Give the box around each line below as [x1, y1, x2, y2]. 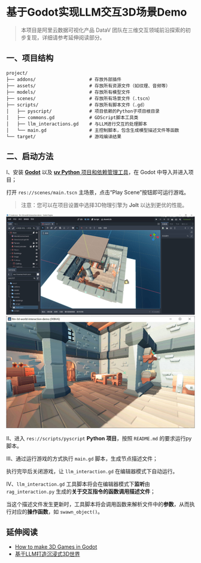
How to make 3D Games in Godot [14, 543, 98, 550]
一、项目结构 [6, 53, 54, 63]
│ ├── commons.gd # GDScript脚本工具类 [6, 114, 139, 120]
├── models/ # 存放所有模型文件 [6, 89, 130, 95]
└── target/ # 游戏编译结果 [6, 133, 121, 139]
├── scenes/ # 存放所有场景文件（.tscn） [6, 95, 153, 102]
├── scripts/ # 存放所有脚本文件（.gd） [6, 102, 148, 108]
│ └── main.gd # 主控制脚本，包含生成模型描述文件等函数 [6, 127, 179, 133]
